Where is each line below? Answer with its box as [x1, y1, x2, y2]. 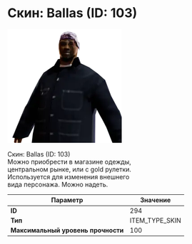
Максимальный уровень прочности [10, 226, 124, 235]
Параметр [51, 196, 84, 204]
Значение [140, 196, 171, 204]
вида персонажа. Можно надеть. [7, 180, 108, 189]
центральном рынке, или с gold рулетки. [7, 165, 132, 174]
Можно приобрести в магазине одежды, [7, 157, 131, 166]
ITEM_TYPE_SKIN [129, 216, 182, 225]
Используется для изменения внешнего [7, 172, 130, 181]
